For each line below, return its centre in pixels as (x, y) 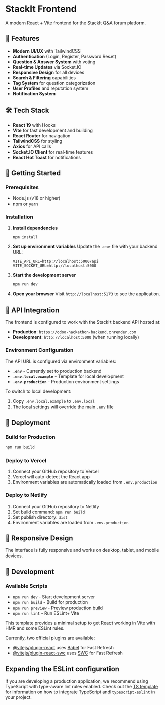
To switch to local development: (38, 391)
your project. (18, 697)
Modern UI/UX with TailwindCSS (46, 51)
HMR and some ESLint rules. (35, 628)
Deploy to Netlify (26, 495)
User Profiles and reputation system (50, 88)
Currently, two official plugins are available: (50, 638)
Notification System (34, 93)
